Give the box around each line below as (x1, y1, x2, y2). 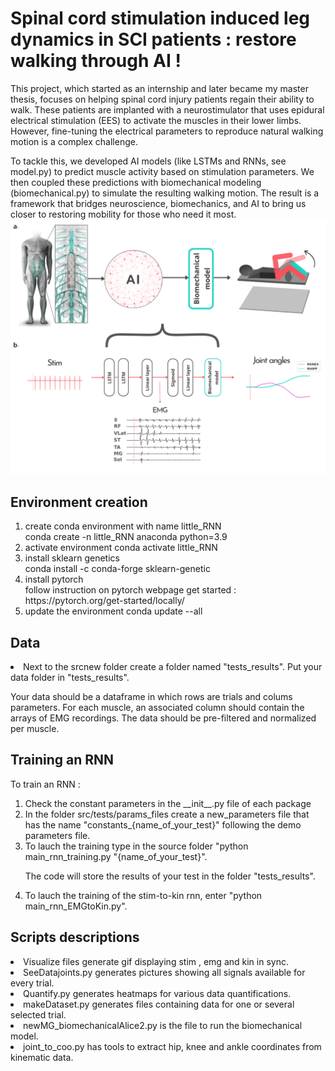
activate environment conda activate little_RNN (24, 542, 218, 554)
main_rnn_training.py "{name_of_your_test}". (24, 850, 208, 862)
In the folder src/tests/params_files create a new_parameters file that (24, 808, 310, 820)
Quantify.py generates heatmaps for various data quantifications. (23, 987, 292, 999)
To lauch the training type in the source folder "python (24, 840, 249, 852)
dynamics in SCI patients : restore (10, 28, 297, 51)
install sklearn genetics (24, 552, 120, 564)
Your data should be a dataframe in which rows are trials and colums (10, 691, 293, 703)
